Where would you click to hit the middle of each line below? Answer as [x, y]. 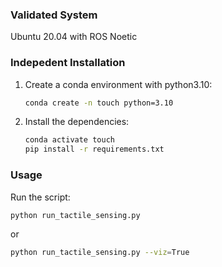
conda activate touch [69, 140]
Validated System [54, 15]
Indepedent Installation [68, 63]
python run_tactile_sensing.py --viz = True [100, 253]
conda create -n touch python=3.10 [99, 103]
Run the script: [40, 197]
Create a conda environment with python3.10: [118, 84]
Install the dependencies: [77, 122]
